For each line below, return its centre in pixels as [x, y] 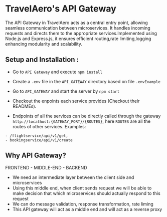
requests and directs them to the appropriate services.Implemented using [81, 33]
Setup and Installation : [42, 60]
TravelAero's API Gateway [61, 9]
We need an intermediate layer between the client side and [73, 177]
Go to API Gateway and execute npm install [57, 72]
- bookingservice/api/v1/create [39, 140]
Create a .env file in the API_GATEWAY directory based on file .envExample [86, 81]
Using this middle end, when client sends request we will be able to [82, 188]
